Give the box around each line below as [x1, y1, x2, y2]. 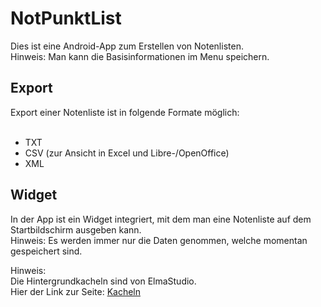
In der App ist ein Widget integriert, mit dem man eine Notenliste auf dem [10, 213, 312, 225]
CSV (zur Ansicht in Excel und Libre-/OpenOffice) [24, 147, 230, 159]
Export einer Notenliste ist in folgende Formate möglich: [10, 106, 240, 118]
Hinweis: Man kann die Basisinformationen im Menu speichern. [10, 50, 270, 62]
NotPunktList [10, 7, 122, 30]
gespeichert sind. [10, 245, 83, 257]
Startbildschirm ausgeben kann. [10, 223, 142, 236]
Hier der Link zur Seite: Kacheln [10, 285, 142, 297]
